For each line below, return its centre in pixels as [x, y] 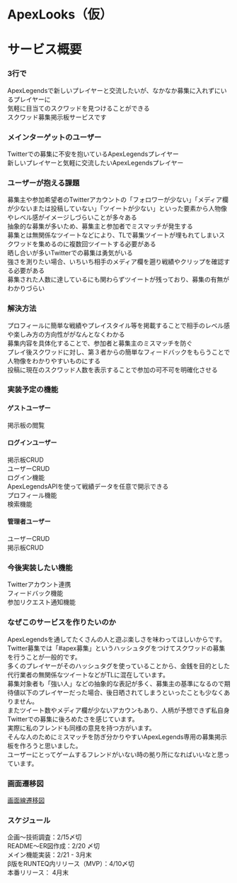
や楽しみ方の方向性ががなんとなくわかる [66, 334]
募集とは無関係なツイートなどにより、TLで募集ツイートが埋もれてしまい [113, 235]
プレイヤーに [32, 99]
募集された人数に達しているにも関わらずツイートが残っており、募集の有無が [118, 279]
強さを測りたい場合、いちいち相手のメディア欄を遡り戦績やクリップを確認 [116, 262]
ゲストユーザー [29, 408]
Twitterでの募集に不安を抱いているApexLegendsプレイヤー [93, 154]
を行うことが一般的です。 [44, 657]
